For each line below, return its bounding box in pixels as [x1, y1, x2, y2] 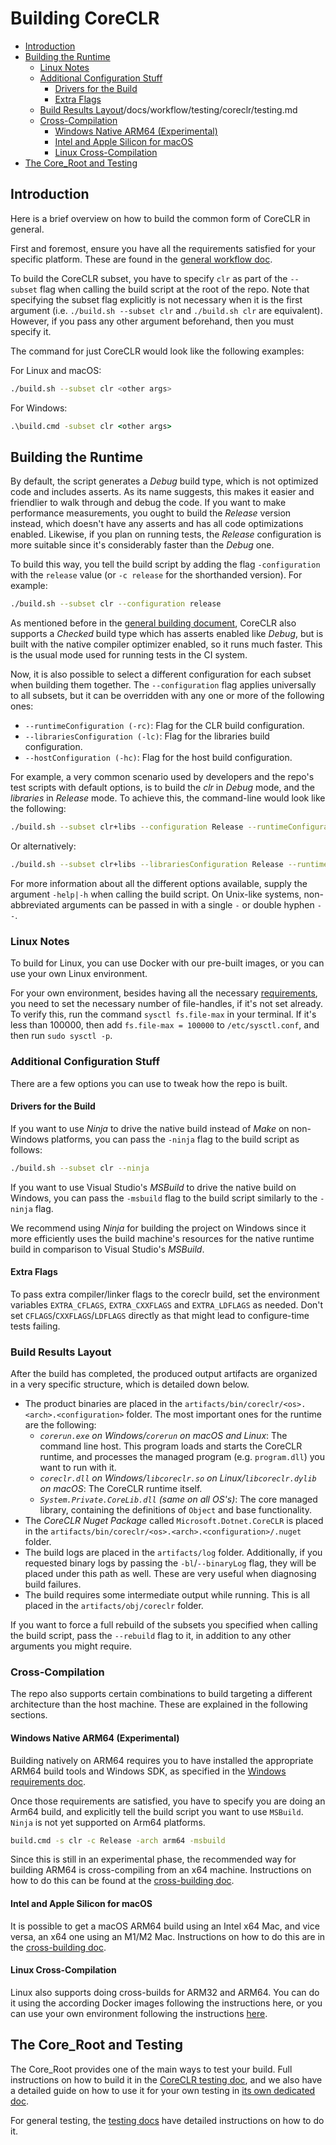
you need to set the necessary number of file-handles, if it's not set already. [10, 998, 324, 1010]
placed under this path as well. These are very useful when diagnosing [24, 1568, 317, 1580]
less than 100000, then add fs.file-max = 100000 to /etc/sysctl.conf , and [10, 1019, 320, 1031]
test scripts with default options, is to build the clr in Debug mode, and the [10, 782, 316, 794]
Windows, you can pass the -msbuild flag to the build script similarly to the [10, 1192, 318, 1204]
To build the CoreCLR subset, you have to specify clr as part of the [10, 272, 288, 284]
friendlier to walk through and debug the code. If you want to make [10, 497, 287, 509]
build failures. [24, 1578, 82, 1591]
